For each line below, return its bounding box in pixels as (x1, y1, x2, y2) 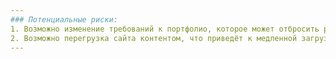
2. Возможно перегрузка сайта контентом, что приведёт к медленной (10, 33, 298, 43)
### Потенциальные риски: (10, 14, 118, 25)
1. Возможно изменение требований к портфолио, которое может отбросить (10, 24, 320, 34)
